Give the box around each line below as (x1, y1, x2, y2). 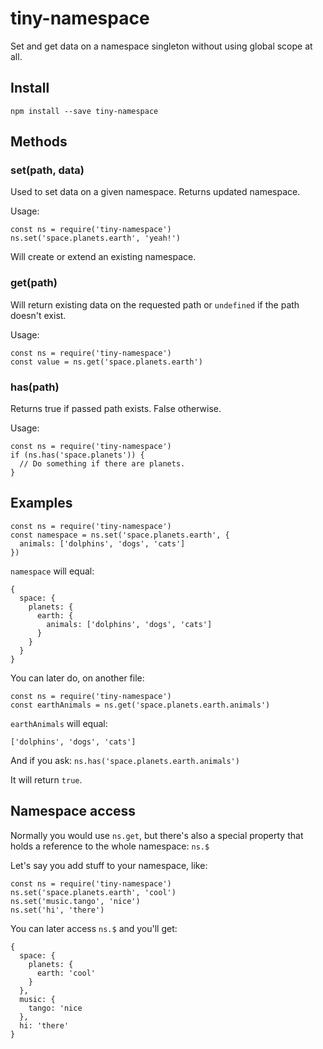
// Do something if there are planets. (19, 459, 186, 469)
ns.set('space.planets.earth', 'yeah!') (10, 233, 182, 244)
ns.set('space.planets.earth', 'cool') (10, 887, 177, 897)
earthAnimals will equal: (10, 717, 108, 729)
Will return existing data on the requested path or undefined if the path (10, 298, 300, 311)
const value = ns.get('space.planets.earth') (10, 357, 203, 367)
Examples (10, 495, 73, 512)
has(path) (10, 380, 60, 394)
